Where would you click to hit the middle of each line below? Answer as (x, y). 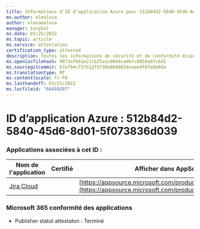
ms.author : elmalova (32, 17)
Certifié (62, 169)
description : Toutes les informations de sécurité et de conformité (93, 56)
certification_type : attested (44, 51)
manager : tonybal (28, 28)
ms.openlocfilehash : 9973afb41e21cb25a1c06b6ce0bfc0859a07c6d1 (86, 61)
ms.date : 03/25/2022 (32, 34)
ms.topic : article (29, 39)
